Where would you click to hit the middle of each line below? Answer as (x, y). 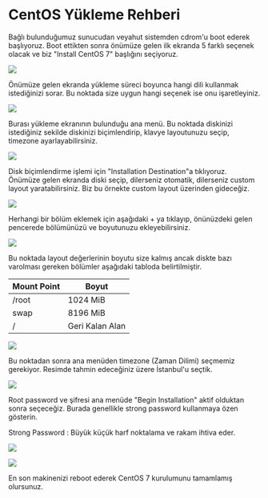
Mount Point (36, 286)
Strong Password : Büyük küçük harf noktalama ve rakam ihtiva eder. (122, 432)
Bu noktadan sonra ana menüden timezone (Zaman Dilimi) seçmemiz (122, 360)
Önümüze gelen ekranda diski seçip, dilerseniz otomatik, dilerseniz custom (132, 180)
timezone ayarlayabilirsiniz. (53, 140)
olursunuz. (26, 486)
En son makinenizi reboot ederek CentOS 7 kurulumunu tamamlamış (120, 478)
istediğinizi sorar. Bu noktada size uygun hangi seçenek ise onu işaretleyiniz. (134, 93)
